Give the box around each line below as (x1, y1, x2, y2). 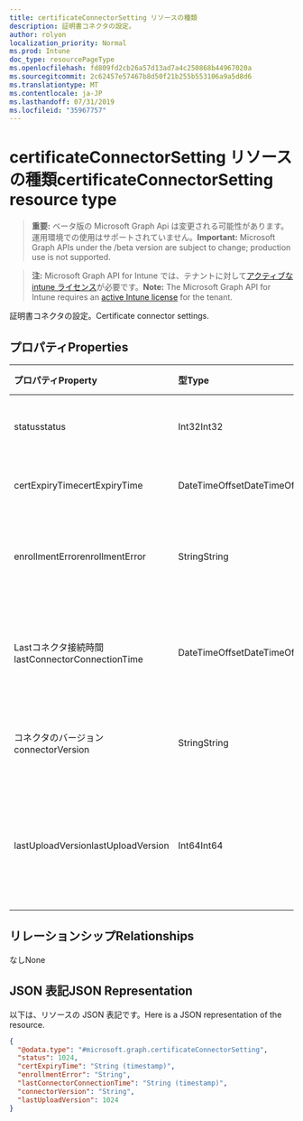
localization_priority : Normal (9, 38, 127, 48)
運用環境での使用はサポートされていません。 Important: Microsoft (31, 232, 276, 243)
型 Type (178, 374, 210, 387)
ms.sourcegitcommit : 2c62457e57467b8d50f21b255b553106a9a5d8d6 (9, 72, 252, 81)
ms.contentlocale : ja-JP (9, 89, 103, 98)
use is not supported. (31, 252, 111, 263)
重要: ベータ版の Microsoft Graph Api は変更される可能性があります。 (31, 220, 289, 231)
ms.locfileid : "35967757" (9, 106, 106, 115)
